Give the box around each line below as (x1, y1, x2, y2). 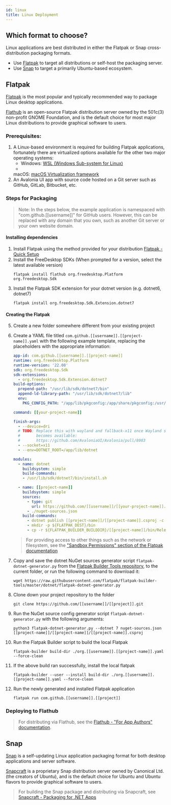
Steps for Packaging (6, 195, 58, 202)
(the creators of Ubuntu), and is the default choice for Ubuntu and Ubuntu (6, 773, 161, 779)
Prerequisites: (6, 133, 42, 140)
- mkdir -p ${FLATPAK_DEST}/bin (26, 523, 96, 528)
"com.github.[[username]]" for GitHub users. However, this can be (18, 212, 157, 218)
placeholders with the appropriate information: (13, 343, 111, 349)
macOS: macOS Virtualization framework (13, 171, 99, 178)
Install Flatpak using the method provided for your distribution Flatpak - (13, 245, 163, 251)
